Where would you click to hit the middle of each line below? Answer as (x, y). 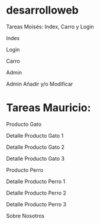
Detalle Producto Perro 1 (36, 181)
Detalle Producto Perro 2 (36, 193)
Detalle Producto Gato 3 (36, 158)
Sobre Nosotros (25, 216)
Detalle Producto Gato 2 (36, 147)
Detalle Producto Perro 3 (36, 204)
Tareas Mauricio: (49, 108)
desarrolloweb (42, 10)
